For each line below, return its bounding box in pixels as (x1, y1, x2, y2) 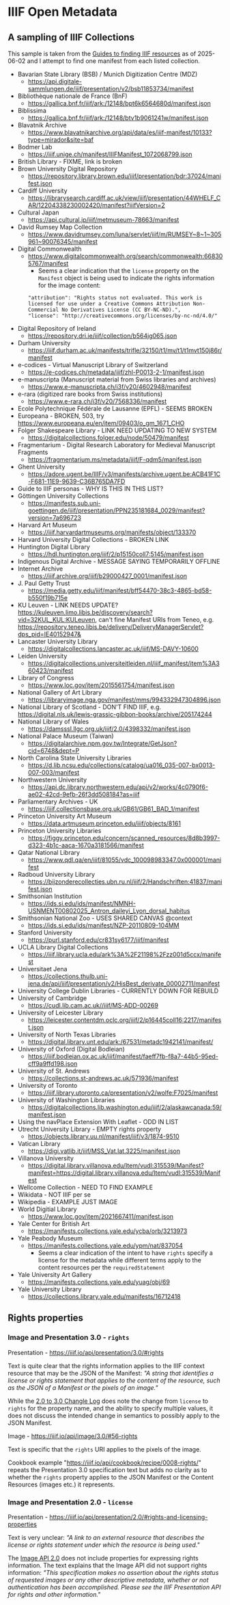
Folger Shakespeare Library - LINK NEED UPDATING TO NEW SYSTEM (17, 426, 217, 434)
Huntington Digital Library (17, 543, 91, 551)
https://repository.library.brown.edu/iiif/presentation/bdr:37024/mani (27, 172, 221, 180)
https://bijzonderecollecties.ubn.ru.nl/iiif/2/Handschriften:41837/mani (27, 878, 222, 886)
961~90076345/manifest (27, 238, 98, 245)
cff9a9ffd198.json (27, 1060, 78, 1067)
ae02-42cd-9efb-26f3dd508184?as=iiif (27, 791, 140, 798)
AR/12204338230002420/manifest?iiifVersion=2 (27, 201, 166, 209)
